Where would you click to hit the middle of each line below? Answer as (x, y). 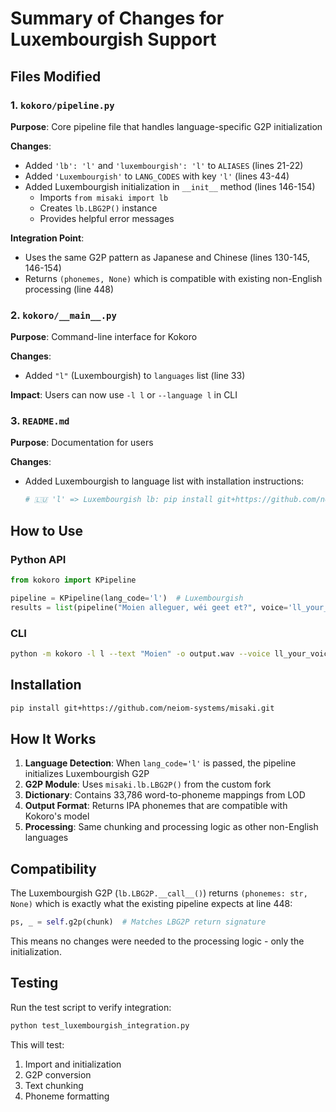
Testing (34, 983)
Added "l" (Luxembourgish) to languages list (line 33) (135, 376)
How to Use (47, 530)
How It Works (53, 738)
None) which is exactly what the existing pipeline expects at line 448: (151, 904)
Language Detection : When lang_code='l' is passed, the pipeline (160, 763)
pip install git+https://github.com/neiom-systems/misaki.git (142, 708)
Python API (38, 559)
